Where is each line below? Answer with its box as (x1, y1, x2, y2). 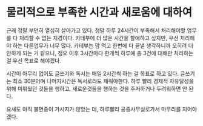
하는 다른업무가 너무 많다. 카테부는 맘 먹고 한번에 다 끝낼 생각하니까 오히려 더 (12, 42, 194, 49)
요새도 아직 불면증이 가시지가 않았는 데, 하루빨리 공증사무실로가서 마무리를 (6, 105, 181, 113)
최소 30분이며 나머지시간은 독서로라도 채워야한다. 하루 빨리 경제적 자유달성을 (12, 77, 194, 85)
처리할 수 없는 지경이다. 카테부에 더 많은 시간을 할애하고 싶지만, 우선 (19, 34, 179, 41)
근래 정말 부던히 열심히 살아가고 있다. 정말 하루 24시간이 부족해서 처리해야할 (6, 27, 186, 34)
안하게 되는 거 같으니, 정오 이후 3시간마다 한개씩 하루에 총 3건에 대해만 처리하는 (6, 49, 194, 56)
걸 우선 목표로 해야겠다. (6, 57, 62, 64)
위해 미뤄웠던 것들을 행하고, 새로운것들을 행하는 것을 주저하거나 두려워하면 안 (6, 85, 188, 92)
